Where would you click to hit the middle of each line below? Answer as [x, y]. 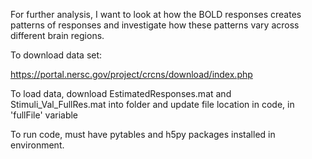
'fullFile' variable [44, 115]
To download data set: [56, 55]
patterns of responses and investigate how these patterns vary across [155, 25]
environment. [37, 145]
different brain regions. [57, 35]
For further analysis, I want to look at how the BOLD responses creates [156, 14]
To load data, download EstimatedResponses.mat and [121, 93]
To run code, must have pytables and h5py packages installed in [143, 134]
